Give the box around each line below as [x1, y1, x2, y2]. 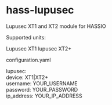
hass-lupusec [6, 3, 74, 17]
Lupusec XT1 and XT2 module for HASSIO [6, 23, 106, 30]
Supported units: [6, 34, 46, 41]
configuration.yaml [6, 56, 51, 63]
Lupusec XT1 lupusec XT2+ [6, 45, 72, 52]
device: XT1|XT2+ [6, 74, 49, 81]
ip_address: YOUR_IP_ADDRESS [6, 92, 82, 99]
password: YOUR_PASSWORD [6, 86, 78, 93]
